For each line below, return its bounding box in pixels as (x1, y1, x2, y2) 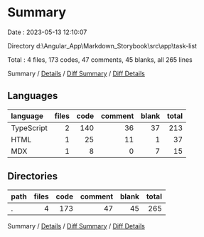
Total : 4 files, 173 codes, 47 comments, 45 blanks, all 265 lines (7, 55, 193, 64)
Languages (7, 90, 58, 102)
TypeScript (11, 122, 48, 132)
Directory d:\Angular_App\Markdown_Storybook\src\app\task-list (7, 41, 198, 50)
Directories (7, 170, 58, 182)
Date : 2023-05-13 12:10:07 (7, 28, 87, 36)
